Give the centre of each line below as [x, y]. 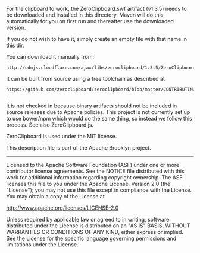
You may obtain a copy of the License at [56, 196]
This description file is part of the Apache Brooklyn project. [79, 148]
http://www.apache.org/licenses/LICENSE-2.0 [62, 208]
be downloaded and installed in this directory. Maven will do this [85, 15]
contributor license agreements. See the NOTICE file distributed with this [95, 171]
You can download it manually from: [50, 57]
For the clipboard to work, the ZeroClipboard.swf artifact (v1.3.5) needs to [97, 9]
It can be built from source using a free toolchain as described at [86, 79]
